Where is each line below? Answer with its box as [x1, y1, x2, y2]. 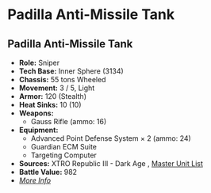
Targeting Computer [30, 150, 97, 160]
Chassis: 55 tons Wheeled [18, 75, 106, 84]
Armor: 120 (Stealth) [18, 92, 86, 100]
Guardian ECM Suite [30, 142, 97, 151]
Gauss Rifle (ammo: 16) [30, 117, 107, 126]
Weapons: [18, 108, 54, 118]
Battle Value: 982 [18, 168, 77, 176]
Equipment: [18, 125, 59, 134]
